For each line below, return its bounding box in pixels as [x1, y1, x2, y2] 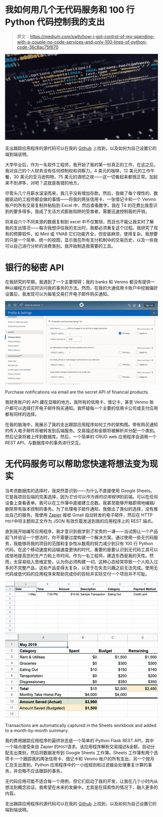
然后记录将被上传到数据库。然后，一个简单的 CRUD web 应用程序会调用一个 [5, 434, 157, 440]
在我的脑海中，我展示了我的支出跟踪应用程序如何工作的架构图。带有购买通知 [5, 422, 158, 427]
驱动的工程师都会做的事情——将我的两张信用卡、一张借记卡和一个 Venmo [9, 196, 156, 202]
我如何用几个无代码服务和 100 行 [5, 4, 135, 16]
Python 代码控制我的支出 [5, 17, 105, 28]
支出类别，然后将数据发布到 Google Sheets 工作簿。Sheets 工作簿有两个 [9, 750, 154, 756]
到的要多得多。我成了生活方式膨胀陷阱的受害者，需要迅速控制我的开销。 [5, 208, 149, 214]
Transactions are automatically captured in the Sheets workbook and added [5, 722, 157, 729]
